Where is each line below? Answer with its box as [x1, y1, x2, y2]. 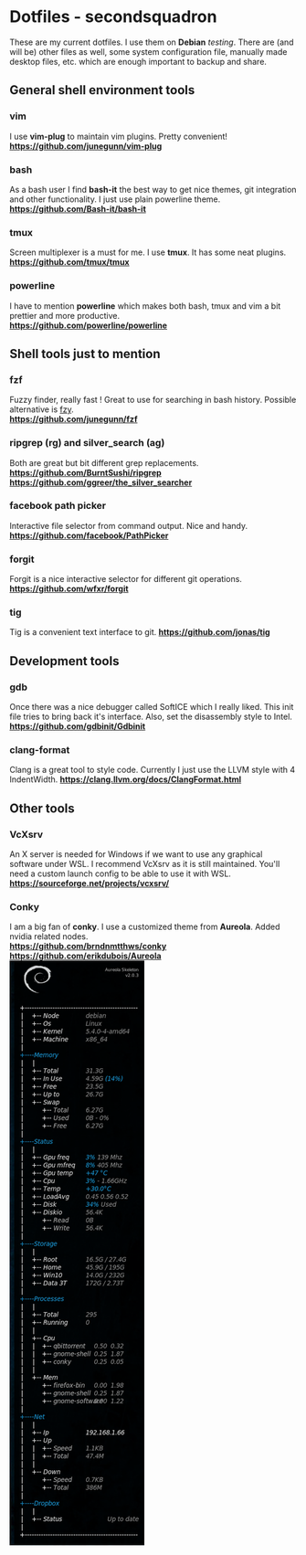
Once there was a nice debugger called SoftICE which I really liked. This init [9, 702, 294, 713]
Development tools [9, 653, 120, 669]
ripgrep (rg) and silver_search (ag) [9, 437, 165, 450]
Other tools [9, 800, 75, 816]
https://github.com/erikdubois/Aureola [9, 950, 162, 961]
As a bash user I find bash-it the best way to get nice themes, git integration [9, 184, 297, 195]
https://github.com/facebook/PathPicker [9, 530, 169, 541]
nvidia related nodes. [9, 931, 89, 942]
